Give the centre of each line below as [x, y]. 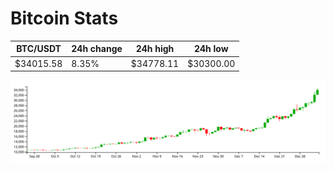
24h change [97, 49]
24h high [155, 49]
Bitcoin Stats [64, 18]
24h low [211, 49]
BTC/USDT [39, 49]
